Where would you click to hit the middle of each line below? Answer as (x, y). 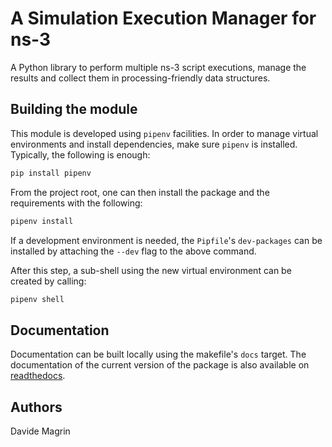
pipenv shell (37, 299)
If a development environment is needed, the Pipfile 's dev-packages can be (166, 240)
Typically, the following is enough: (80, 154)
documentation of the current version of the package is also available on (160, 365)
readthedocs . (38, 376)
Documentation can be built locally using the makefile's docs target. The (158, 354)
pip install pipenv (51, 173)
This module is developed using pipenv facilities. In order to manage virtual (164, 133)
